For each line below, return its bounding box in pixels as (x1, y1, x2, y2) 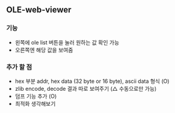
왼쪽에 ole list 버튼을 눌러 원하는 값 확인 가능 (14, 38, 120, 46)
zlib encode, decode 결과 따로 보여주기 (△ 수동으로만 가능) (14, 85, 157, 92)
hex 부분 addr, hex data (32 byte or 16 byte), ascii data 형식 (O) (14, 78, 170, 85)
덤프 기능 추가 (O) (14, 93, 57, 100)
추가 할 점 (6, 63, 32, 71)
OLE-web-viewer (6, 5, 72, 15)
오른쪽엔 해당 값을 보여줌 (14, 46, 73, 53)
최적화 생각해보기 (14, 100, 56, 107)
